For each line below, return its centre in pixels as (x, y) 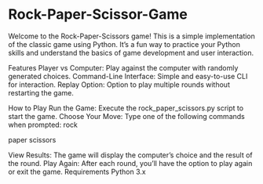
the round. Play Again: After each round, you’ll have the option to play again (130, 163)
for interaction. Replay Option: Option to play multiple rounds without (119, 85)
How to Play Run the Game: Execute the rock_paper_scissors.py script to (126, 108)
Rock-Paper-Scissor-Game (98, 14)
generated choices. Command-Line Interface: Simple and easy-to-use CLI (128, 76)
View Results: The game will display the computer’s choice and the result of (130, 155)
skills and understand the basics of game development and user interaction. (131, 52)
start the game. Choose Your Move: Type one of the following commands (126, 116)
